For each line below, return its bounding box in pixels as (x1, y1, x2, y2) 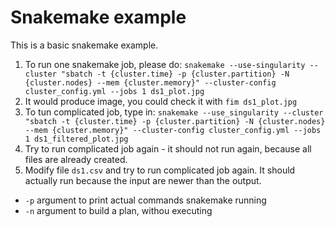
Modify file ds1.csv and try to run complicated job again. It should (24, 164, 296, 176)
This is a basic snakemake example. (10, 39, 159, 51)
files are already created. (24, 153, 128, 165)
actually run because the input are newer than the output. (24, 174, 262, 186)
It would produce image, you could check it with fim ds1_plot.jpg (24, 95, 298, 107)
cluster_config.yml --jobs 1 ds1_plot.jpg (24, 86, 205, 96)
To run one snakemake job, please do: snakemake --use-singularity (24, 58, 306, 70)
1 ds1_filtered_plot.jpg (24, 134, 129, 144)
